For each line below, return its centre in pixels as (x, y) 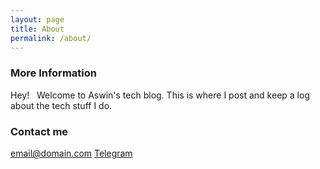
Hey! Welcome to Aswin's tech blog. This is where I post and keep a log (160, 95)
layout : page (37, 19)
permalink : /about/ (51, 38)
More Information (53, 73)
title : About (37, 29)
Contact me (39, 131)
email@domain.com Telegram (71, 153)
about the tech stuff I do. (61, 105)
